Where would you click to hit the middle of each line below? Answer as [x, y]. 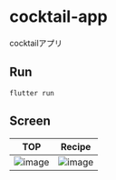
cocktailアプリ [36, 43]
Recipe [76, 146]
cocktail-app [58, 17]
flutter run [32, 93]
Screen [30, 121]
